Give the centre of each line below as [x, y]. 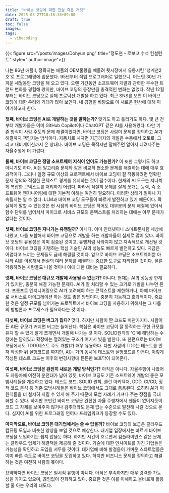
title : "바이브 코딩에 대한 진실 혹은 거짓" [45, 10]
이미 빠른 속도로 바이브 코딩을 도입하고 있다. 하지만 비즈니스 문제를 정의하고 [79, 456]
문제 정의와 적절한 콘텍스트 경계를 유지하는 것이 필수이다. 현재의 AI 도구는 [77, 180]
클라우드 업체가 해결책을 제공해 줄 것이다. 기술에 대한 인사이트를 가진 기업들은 [87, 443]
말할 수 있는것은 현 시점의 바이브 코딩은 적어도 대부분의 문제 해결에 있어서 [91, 206]
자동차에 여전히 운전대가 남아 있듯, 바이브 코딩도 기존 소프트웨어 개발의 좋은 [84, 375]
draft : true [18, 19]
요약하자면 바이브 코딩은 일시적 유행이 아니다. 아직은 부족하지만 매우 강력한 [79, 473]
